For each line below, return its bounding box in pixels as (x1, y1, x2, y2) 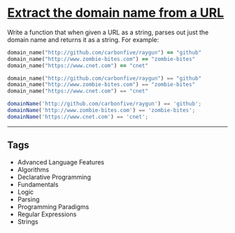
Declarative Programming (17, 173, 91, 181)
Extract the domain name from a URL (7, 5, 225, 21)
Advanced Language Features (17, 157, 105, 166)
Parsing (17, 195, 40, 204)
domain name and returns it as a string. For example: (7, 35, 159, 43)
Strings (17, 217, 38, 225)
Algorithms (17, 165, 50, 174)
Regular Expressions (17, 210, 77, 218)
